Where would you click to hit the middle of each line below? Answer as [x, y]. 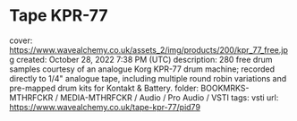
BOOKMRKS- [225, 88]
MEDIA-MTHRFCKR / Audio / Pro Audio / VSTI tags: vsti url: [169, 97]
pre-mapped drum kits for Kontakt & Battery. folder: [104, 88]
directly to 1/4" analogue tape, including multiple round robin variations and [148, 78]
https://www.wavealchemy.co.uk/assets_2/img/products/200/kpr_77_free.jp [148, 49]
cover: [21, 40]
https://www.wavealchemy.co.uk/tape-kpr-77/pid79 [105, 107]
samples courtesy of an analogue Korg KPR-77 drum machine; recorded [142, 69]
